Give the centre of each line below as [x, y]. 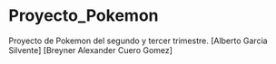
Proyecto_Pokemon [84, 16]
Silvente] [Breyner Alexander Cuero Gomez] [91, 50]
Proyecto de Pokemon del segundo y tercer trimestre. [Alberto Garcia [138, 41]
